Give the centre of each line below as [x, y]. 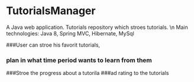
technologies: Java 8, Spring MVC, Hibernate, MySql [70, 33]
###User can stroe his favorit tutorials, [53, 45]
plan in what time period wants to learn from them [79, 60]
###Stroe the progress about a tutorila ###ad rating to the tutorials [88, 73]
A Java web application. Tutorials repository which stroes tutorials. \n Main [97, 27]
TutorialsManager [51, 11]
